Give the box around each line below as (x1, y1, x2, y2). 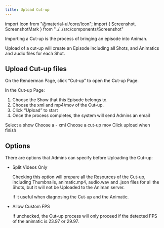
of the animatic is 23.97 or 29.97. (12, 218, 79, 225)
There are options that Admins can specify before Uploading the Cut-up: (5, 155, 153, 161)
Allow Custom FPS (12, 203, 50, 210)
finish (5, 127, 16, 133)
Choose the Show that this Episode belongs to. (12, 97, 108, 103)
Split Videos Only (12, 164, 48, 170)
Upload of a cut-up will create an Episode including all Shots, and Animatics (5, 45, 160, 51)
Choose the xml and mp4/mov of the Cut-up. (12, 102, 104, 108)
